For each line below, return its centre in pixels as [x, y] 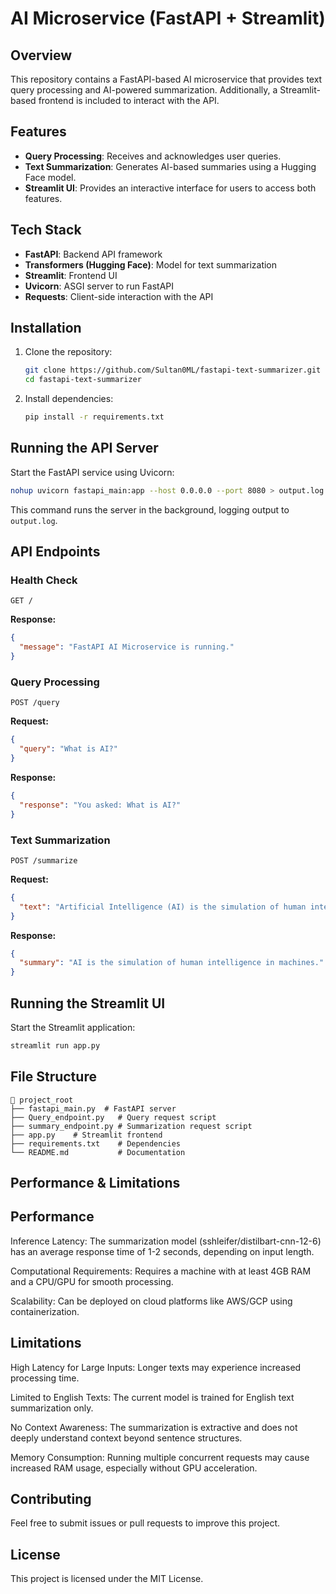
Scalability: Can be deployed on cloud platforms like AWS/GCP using [151, 1301]
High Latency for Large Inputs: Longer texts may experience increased [156, 1367]
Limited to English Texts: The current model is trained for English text [152, 1397]
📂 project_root [42, 1100]
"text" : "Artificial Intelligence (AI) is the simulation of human [163, 907]
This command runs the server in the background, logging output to [150, 509]
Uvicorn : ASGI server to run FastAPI [99, 286]
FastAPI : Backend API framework [93, 254]
